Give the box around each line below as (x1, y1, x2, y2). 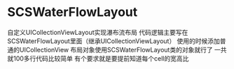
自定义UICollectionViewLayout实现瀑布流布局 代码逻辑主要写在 (7, 28, 188, 36)
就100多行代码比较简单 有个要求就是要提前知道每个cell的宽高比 (7, 54, 189, 63)
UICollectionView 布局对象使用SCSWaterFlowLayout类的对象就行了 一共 (19, 45, 227, 54)
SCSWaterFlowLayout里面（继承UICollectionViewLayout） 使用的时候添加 (7, 36, 221, 45)
